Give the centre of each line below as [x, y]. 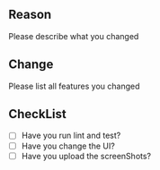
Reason [30, 15]
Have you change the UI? [68, 146]
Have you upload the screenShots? [86, 156]
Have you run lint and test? [71, 136]
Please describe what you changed [74, 36]
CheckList [37, 114]
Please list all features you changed [74, 86]
